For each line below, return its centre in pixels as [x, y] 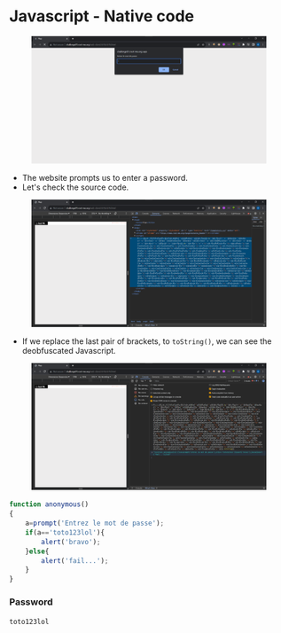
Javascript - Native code [102, 16]
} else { [37, 551]
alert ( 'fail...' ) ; [75, 560]
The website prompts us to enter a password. [105, 177]
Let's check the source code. [75, 187]
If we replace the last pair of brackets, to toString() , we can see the [147, 341]
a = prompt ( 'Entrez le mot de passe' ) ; [95, 524]
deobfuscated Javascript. [69, 350]
